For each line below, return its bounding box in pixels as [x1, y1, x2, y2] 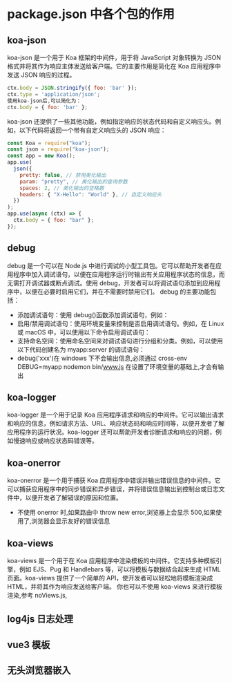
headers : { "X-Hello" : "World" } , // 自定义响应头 [19, 191, 162, 198]
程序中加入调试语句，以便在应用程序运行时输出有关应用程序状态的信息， [12, 270, 219, 278]
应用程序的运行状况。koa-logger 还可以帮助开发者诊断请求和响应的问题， [7, 428, 216, 436]
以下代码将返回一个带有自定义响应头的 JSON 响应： [19, 126, 167, 134]
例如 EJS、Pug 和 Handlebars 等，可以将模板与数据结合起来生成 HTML [19, 565, 221, 574]
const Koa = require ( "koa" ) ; [7, 140, 91, 146]
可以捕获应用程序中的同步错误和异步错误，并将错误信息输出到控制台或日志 [7, 485, 219, 493]
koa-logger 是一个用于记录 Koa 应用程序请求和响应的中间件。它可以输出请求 [7, 410, 224, 419]
